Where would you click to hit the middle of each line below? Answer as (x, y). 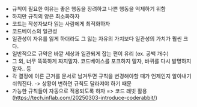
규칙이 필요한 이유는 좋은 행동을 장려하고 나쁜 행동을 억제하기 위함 (89, 9)
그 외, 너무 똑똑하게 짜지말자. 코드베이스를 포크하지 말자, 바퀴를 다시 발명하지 (102, 61)
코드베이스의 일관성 (35, 31)
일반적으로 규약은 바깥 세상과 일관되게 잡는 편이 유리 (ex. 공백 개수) (90, 53)
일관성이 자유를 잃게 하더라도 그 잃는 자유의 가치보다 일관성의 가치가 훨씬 (97, 39)
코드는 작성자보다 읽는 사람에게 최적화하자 (61, 24)
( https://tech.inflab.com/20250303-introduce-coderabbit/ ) (85, 98)
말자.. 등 (22, 68)
